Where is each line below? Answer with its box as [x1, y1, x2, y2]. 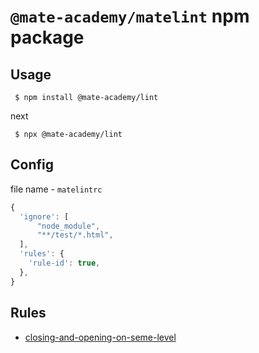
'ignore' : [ [19, 211, 70, 222]
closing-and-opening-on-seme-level [24, 331, 177, 343]
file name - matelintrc [10, 183, 103, 195]
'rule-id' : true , [28, 258, 101, 269]
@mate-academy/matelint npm [10, 5, 250, 28]
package [10, 26, 85, 49]
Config [10, 156, 54, 174]
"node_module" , [36, 221, 101, 231]
